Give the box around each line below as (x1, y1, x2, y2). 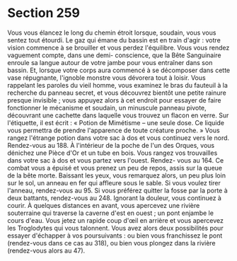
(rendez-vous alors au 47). (7, 246, 86, 255)
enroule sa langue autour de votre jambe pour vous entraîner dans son (7, 58, 213, 66)
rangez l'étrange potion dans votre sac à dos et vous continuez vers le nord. (7, 133, 230, 142)
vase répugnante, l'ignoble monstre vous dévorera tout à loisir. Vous (7, 73, 207, 82)
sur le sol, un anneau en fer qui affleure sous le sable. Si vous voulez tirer (7, 178, 221, 187)
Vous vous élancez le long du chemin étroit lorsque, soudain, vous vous (7, 28, 216, 37)
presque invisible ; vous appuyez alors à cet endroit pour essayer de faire (7, 95, 221, 104)
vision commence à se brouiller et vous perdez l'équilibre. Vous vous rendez (7, 43, 230, 52)
